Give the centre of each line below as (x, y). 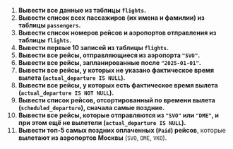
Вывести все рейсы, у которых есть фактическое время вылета (118, 85)
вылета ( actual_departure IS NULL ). (72, 78)
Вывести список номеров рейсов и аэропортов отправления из (117, 32)
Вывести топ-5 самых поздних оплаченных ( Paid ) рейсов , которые (122, 130)
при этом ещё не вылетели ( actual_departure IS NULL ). (102, 123)
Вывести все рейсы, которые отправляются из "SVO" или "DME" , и (119, 115)
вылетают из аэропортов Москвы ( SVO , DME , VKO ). (92, 138)
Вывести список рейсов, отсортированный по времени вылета (117, 100)
